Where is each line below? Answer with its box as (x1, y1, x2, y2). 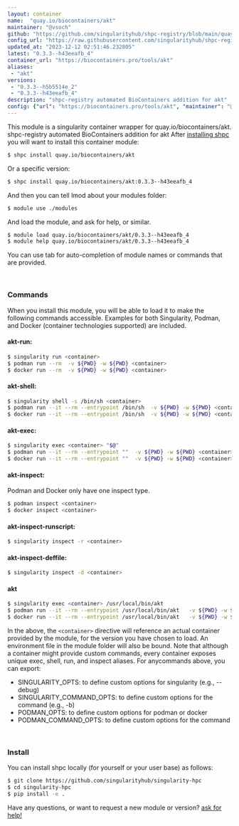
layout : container (7, 10, 62, 18)
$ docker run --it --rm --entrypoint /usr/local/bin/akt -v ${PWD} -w (7, 613, 228, 621)
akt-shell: (7, 381, 37, 390)
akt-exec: (7, 426, 37, 435)
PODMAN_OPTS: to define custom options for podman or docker (17, 708, 208, 716)
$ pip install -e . (7, 790, 65, 798)
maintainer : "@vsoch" (7, 23, 72, 31)
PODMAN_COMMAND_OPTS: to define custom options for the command (17, 716, 230, 724)
